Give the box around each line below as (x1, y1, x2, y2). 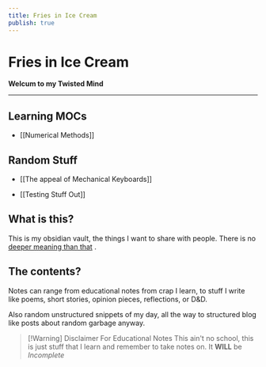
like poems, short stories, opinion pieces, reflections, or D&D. (8, 294, 208, 304)
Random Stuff (8, 153, 78, 167)
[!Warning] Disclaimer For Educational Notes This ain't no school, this (27, 333, 254, 342)
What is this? (8, 213, 74, 226)
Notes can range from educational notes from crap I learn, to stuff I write (8, 286, 245, 295)
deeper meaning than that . (8, 242, 97, 252)
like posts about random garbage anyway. (8, 318, 145, 327)
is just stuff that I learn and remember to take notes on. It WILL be (27, 342, 243, 351)
